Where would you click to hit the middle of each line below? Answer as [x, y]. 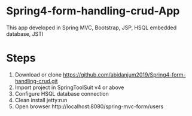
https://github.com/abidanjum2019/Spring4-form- [124, 74]
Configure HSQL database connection [62, 93]
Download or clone [38, 74]
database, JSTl [25, 33]
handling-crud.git [36, 81]
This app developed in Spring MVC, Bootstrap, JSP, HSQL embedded [92, 28]
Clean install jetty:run [41, 100]
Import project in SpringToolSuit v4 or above [69, 87]
